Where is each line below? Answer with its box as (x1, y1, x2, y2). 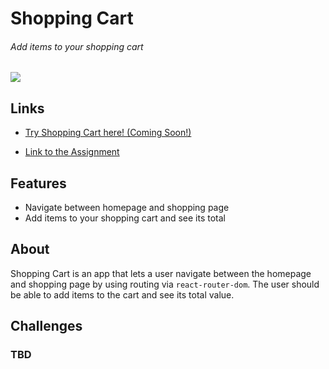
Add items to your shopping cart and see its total (24, 212, 226, 224)
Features (10, 175, 67, 192)
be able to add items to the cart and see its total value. (10, 288, 235, 301)
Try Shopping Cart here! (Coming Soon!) (24, 127, 192, 139)
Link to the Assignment (24, 146, 120, 158)
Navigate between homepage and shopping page (24, 202, 230, 214)
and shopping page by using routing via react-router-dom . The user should (10, 278, 320, 290)
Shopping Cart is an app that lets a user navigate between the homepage (10, 267, 312, 279)
